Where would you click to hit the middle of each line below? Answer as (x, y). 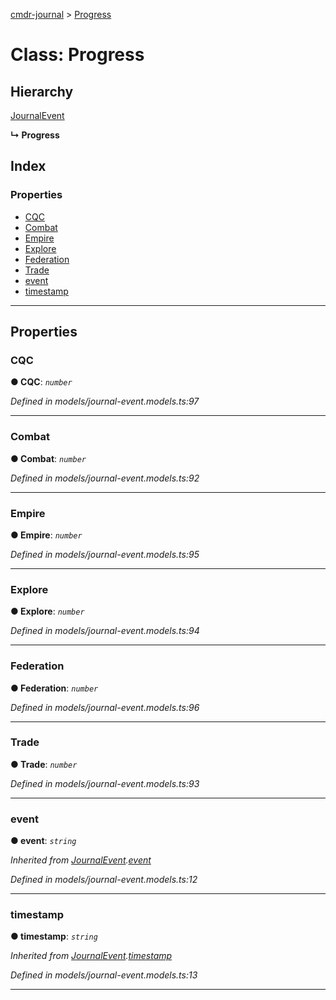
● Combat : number (48, 458)
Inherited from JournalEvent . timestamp (91, 956)
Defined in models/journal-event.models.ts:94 (105, 631)
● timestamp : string (54, 936)
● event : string (43, 841)
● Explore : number (47, 611)
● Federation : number (54, 688)
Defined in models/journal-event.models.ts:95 (105, 554)
